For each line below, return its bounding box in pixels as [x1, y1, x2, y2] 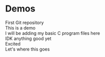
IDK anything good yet [5, 35, 52, 41]
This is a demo [5, 24, 36, 30]
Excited [5, 40, 21, 46]
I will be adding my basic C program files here [5, 30, 100, 36]
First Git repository [5, 19, 44, 25]
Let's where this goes [5, 46, 50, 52]
